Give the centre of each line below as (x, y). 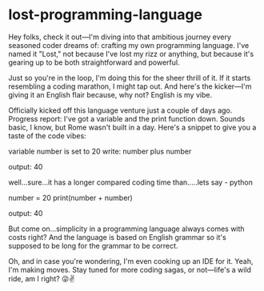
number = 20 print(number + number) (71, 197)
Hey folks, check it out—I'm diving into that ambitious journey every (120, 37)
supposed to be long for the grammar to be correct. (93, 245)
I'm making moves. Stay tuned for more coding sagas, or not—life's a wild (130, 269)
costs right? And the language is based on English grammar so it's (117, 237)
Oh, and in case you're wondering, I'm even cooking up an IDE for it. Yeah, (131, 261)
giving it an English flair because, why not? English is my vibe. (110, 94)
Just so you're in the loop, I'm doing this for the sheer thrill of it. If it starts (130, 78)
